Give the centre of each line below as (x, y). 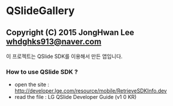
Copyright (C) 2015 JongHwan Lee (70, 33)
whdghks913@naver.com (54, 41)
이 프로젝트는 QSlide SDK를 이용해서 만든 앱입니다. (64, 56)
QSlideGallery (40, 11)
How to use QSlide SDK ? (42, 71)
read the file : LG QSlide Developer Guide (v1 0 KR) (75, 97)
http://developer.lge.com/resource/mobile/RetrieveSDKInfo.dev (91, 91)
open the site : (32, 85)
